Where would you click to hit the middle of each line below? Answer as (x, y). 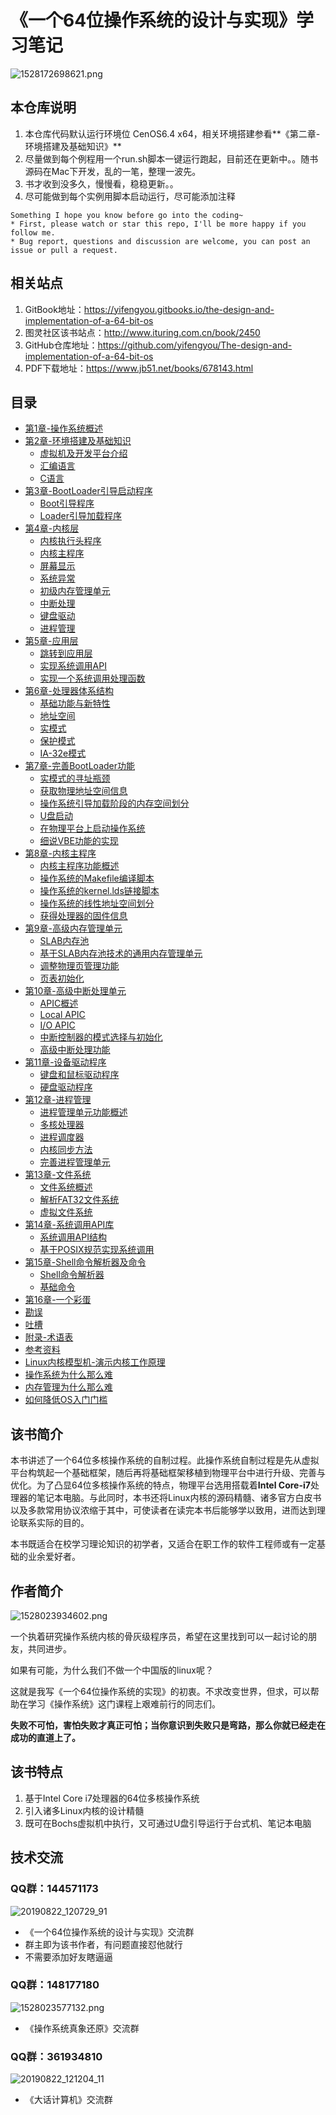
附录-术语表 (49, 1337)
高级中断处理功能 (75, 1050)
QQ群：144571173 (54, 1889)
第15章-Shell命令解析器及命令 (85, 1262)
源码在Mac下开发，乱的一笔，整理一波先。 (113, 171)
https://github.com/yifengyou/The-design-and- (195, 345)
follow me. (33, 232)
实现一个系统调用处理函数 (92, 678)
